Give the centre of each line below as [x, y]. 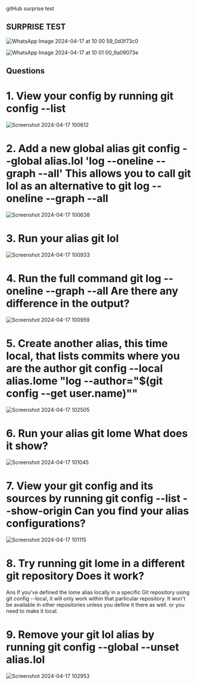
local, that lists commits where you [93, 356]
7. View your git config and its [80, 486]
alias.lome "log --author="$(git [84, 381]
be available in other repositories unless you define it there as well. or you [95, 605]
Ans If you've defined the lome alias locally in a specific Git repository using [98, 592]
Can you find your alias [132, 511]
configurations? [46, 524]
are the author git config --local [85, 369]
